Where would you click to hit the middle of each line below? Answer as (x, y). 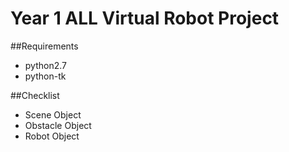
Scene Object (53, 114)
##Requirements (44, 46)
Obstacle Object (58, 125)
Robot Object (52, 136)
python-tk (45, 76)
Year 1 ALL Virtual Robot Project (145, 18)
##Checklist (35, 95)
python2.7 (45, 65)
